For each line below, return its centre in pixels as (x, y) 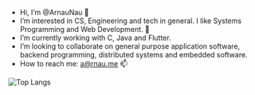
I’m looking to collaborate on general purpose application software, (130, 46)
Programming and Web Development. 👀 (84, 29)
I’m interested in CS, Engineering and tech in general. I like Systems (130, 21)
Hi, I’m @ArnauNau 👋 (54, 12)
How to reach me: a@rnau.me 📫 (74, 63)
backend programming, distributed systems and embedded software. (134, 55)
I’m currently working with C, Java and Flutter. (95, 38)
